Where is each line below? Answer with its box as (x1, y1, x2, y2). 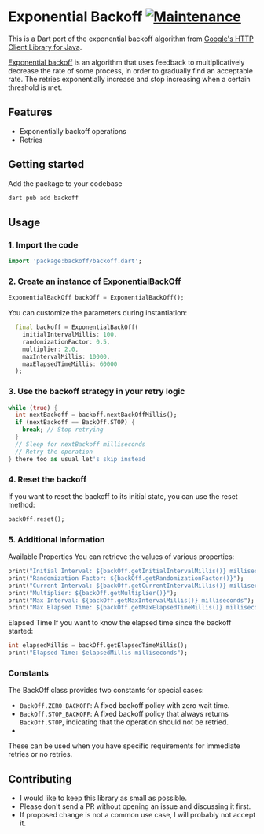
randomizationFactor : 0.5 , (22, 337, 111, 346)
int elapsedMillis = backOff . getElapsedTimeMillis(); (8, 642, 189, 650)
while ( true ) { (8, 404, 58, 411)
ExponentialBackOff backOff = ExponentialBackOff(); (8, 294, 185, 302)
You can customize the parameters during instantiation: (8, 308, 188, 318)
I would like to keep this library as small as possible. (19, 793, 187, 803)
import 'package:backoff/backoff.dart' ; (8, 257, 143, 266)
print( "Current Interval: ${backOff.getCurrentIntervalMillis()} (8, 582, 226, 590)
